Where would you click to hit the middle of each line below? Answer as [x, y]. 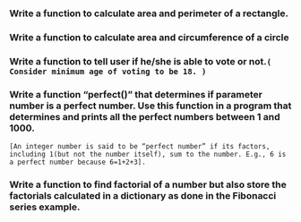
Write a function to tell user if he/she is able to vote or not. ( [140, 61]
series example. [45, 207]
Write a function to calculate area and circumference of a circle [149, 37]
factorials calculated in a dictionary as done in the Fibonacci [143, 195]
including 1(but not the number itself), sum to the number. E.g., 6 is [148, 155]
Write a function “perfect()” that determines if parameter [136, 94]
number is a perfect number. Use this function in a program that [150, 106]
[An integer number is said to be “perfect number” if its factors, [140, 147]
